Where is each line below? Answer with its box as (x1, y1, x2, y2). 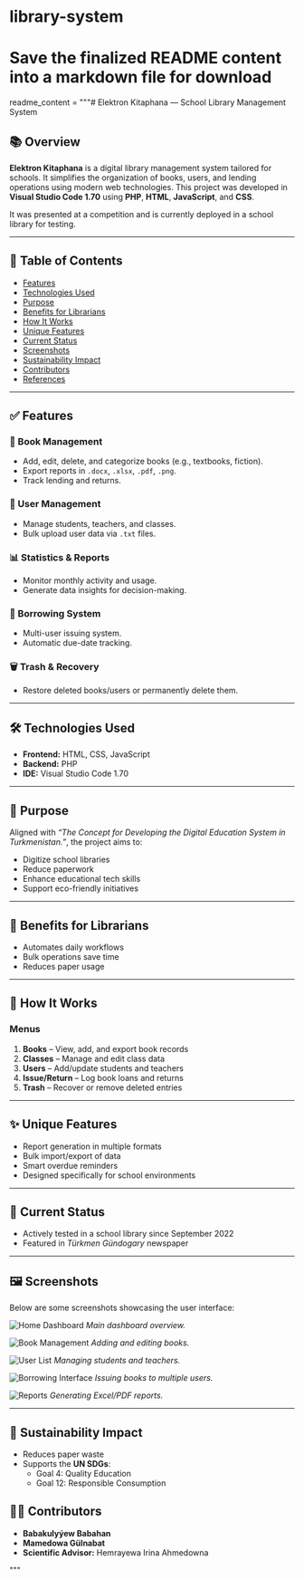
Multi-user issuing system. (22, 627, 122, 639)
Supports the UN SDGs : (22, 1459, 111, 1469)
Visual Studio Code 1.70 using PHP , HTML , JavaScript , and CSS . (9, 191, 255, 202)
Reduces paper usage (22, 962, 105, 972)
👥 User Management (9, 498, 101, 511)
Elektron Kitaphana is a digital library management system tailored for (9, 162, 272, 173)
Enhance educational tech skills (22, 874, 141, 885)
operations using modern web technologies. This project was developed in (9, 181, 288, 192)
